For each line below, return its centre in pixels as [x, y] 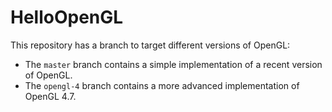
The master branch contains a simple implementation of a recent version [173, 64]
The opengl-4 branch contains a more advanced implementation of [162, 85]
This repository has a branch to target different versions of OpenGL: [150, 45]
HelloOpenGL [67, 17]
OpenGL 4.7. [50, 96]
